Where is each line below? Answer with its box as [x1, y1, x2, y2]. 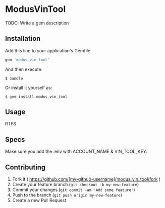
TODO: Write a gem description [5, 20, 69, 26]
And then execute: [5, 66, 43, 72]
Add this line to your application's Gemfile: [5, 47, 92, 53]
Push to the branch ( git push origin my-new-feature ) [12, 192, 122, 198]
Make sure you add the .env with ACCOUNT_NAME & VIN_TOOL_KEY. [5, 148, 148, 155]
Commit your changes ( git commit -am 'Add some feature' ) [12, 187, 135, 193]
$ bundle [5, 76, 23, 81]
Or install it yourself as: [5, 85, 52, 91]
